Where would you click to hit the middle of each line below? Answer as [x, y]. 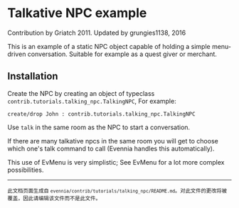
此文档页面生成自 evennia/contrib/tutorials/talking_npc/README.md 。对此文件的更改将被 [117, 191]
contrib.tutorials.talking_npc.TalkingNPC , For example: [92, 101]
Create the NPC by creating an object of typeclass [81, 93]
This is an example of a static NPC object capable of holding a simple [109, 46]
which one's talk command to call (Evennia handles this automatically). [111, 148]
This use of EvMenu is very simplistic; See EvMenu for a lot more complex [116, 162]
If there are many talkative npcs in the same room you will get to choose [113, 141]
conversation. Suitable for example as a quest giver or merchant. [122, 54]
